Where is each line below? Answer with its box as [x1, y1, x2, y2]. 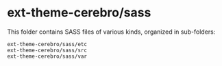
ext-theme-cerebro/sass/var [7, 53, 88, 60]
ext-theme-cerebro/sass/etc [7, 41, 88, 47]
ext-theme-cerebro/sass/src [7, 47, 88, 54]
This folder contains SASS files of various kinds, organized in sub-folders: [7, 27, 216, 36]
